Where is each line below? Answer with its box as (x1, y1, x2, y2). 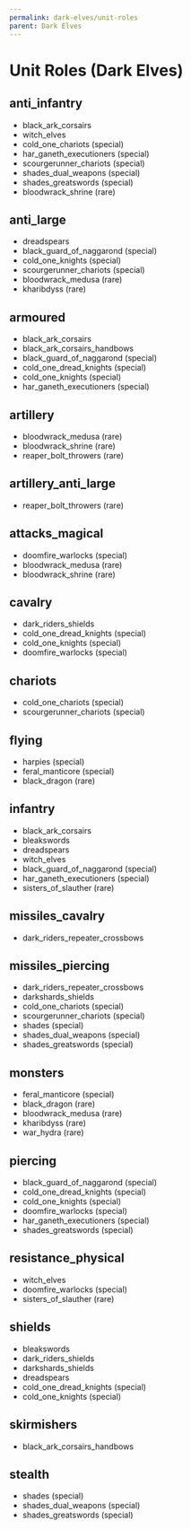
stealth (9, 1466, 49, 1481)
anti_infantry (9, 96, 83, 111)
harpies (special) (22, 756, 85, 767)
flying (9, 732, 43, 747)
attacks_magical (9, 526, 104, 541)
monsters (9, 1065, 65, 1080)
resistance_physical (9, 1251, 125, 1266)
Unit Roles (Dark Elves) (9, 60, 184, 81)
